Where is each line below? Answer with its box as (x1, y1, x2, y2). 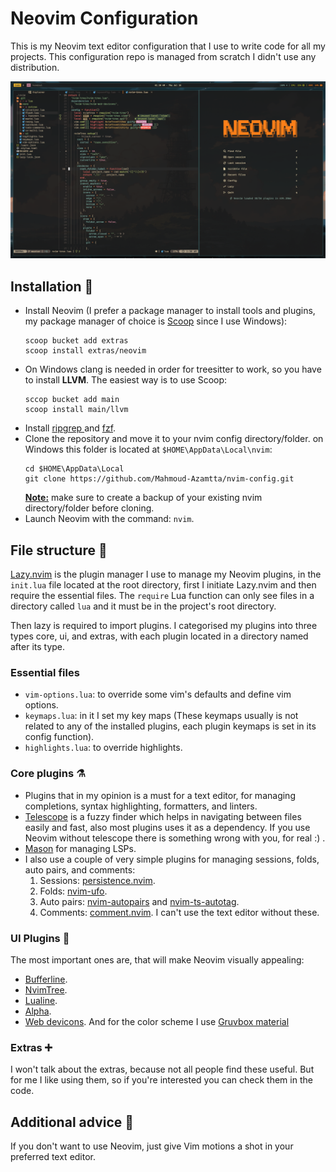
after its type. (10, 641, 66, 653)
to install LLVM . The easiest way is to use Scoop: (24, 374, 228, 386)
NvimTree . (24, 983, 68, 996)
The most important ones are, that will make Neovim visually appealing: (10, 953, 305, 966)
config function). (24, 731, 95, 743)
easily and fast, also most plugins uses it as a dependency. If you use (24, 821, 311, 833)
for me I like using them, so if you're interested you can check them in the (10, 1074, 313, 1086)
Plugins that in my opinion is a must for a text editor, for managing (24, 789, 296, 801)
